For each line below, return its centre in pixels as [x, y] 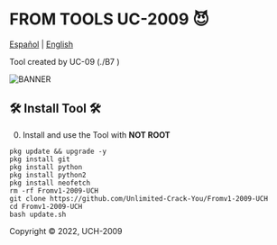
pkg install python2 [48, 175]
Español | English [42, 44]
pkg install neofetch [50, 183]
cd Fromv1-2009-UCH [46, 206]
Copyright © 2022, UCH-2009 [66, 231]
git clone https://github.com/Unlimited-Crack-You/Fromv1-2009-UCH [139, 198]
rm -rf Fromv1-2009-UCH [54, 191]
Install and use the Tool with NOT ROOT [96, 134]
